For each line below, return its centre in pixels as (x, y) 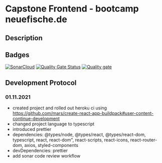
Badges (17, 55)
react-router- (144, 140)
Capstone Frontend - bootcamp (72, 9)
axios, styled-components (51, 145)
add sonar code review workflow (46, 156)
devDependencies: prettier (40, 150)
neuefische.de (36, 19)
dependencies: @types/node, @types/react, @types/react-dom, (79, 135)
